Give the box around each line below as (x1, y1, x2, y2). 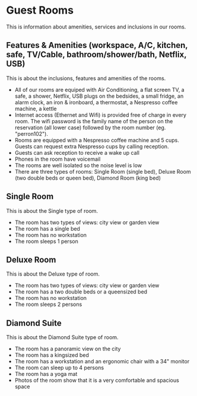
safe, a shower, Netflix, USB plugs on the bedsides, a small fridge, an (14, 92, 184, 100)
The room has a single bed (14, 225, 80, 232)
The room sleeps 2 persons (14, 301, 82, 308)
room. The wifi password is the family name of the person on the (14, 117, 173, 124)
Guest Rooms (6, 4, 74, 17)
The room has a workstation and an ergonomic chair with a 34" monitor (14, 358, 190, 365)
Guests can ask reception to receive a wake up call (14, 149, 139, 156)
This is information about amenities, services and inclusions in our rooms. (6, 23, 186, 30)
